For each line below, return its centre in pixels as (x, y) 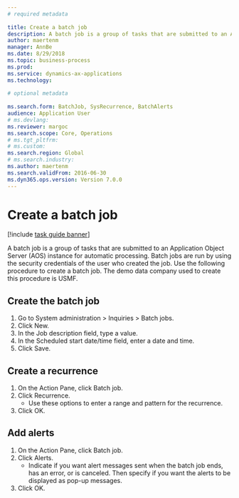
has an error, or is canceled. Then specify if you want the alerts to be (129, 473)
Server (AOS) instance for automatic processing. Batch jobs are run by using (119, 256)
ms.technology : (30, 80)
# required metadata (38, 14)
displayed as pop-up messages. (75, 480)
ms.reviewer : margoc (38, 126)
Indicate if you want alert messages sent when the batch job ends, (126, 465)
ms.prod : (20, 67)
